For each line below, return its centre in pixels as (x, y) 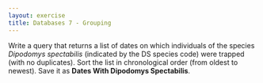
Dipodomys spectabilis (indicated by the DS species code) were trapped (126, 54)
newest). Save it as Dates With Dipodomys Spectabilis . (99, 70)
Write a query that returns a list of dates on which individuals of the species (131, 45)
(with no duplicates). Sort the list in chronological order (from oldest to (123, 62)
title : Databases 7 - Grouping (60, 23)
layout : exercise (37, 15)
